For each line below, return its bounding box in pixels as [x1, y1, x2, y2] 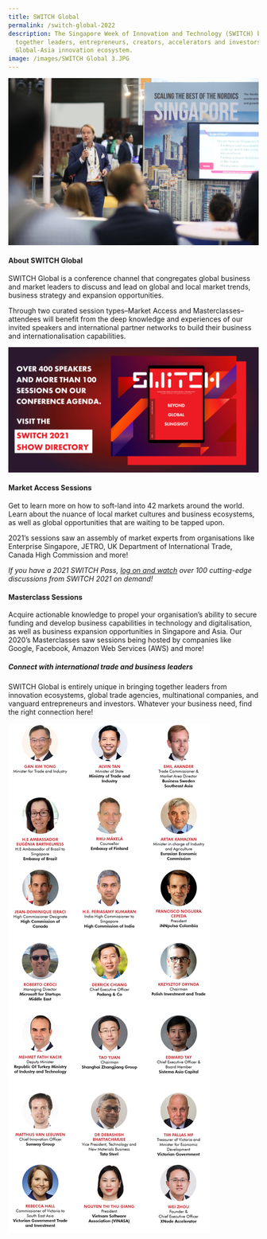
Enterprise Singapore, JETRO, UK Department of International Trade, [8, 542, 233, 551]
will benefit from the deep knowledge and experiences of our [42, 314, 243, 324]
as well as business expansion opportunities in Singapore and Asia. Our [8, 627, 242, 637]
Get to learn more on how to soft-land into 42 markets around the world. [8, 501, 245, 511]
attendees [8, 314, 41, 324]
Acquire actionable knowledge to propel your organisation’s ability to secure [8, 610, 257, 620]
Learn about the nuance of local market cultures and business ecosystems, [8, 509, 255, 519]
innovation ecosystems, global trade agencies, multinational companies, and [8, 691, 259, 700]
